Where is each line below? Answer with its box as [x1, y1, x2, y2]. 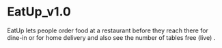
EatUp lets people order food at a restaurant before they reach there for [7, 26, 208, 34]
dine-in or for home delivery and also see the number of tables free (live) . [7, 33, 216, 41]
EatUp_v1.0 [7, 4, 72, 20]
